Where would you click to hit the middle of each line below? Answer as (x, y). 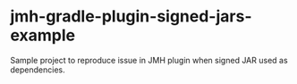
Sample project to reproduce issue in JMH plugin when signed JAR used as (149, 60)
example (43, 35)
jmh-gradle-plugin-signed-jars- (131, 17)
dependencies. (38, 70)
